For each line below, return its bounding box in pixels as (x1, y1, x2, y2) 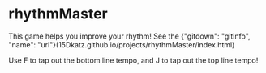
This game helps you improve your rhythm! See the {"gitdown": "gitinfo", (8, 31, 251, 41)
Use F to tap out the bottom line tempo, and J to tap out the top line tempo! (8, 55, 259, 65)
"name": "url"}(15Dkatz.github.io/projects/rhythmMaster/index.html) (8, 39, 235, 49)
